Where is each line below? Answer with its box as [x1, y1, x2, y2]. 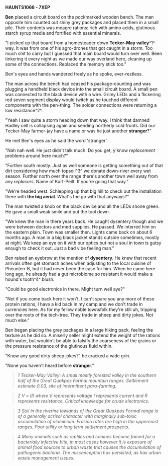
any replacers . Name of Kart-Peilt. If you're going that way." [5, 179, 129, 184]
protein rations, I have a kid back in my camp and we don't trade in [5, 301, 143, 307]
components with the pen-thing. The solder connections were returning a [5, 102, 157, 108]
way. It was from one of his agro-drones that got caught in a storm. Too [5, 45, 153, 51]
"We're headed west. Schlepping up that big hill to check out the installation [5, 188, 162, 194]
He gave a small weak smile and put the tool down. [5, 209, 110, 214]
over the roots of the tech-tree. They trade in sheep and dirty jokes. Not [5, 312, 153, 318]
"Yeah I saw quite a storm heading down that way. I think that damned [5, 117, 150, 123]
